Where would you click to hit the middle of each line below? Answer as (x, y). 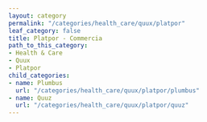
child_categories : (39, 75)
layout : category (37, 16)
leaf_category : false (45, 31)
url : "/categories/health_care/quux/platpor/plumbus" (108, 90)
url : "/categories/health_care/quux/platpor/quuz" (102, 105)
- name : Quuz (30, 98)
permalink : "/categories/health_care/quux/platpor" (97, 23)
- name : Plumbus (35, 83)
